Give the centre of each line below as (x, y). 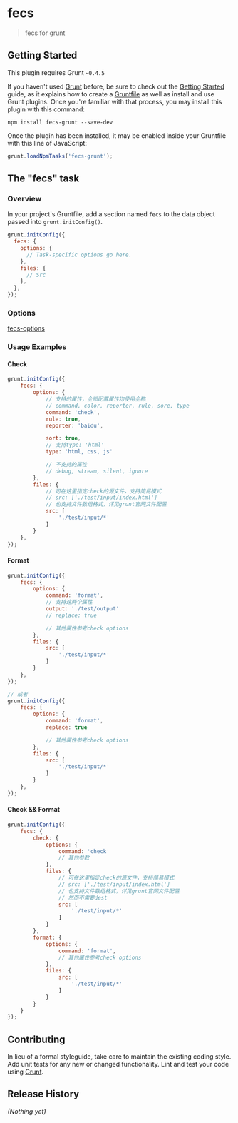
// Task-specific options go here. (79, 255)
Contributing (36, 1039)
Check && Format (34, 810)
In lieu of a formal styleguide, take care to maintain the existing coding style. (119, 1057)
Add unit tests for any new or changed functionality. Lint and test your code (118, 1064)
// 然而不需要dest (83, 897)
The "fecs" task (43, 179)
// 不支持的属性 (66, 465)
